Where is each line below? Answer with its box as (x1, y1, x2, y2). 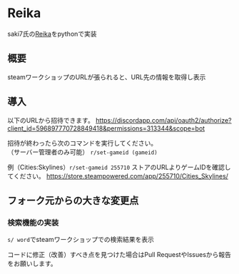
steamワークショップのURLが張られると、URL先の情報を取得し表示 (7, 73, 206, 81)
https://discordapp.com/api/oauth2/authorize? (95, 116, 232, 124)
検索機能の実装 (7, 218, 59, 228)
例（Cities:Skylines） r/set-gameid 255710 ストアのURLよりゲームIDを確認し (7, 163, 231, 171)
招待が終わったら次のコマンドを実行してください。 (7, 138, 158, 147)
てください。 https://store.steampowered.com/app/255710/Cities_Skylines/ (7, 171, 228, 180)
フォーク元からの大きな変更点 (7, 194, 139, 206)
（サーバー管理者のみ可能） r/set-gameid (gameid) (7, 148, 158, 156)
